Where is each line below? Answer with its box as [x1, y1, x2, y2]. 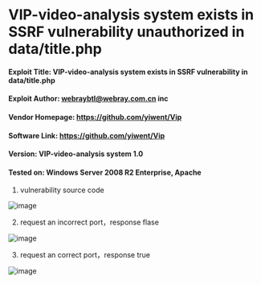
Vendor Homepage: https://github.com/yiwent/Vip [8, 112, 182, 121]
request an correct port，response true [19, 250, 151, 260]
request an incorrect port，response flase [19, 217, 159, 227]
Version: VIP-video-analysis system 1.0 [8, 149, 144, 158]
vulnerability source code [19, 185, 104, 195]
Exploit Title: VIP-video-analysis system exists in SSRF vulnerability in [8, 67, 248, 76]
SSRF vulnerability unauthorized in [8, 23, 245, 41]
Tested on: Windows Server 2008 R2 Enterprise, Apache [8, 167, 202, 177]
